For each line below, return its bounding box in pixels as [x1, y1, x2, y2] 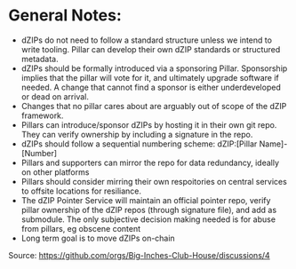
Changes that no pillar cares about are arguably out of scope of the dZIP [20, 100, 287, 111]
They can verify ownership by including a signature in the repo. [20, 129, 253, 139]
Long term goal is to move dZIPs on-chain [20, 233, 175, 243]
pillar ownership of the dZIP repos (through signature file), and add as [20, 204, 277, 215]
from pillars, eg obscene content [20, 223, 141, 233]
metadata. [20, 53, 59, 64]
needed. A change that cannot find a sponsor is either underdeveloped [20, 82, 281, 92]
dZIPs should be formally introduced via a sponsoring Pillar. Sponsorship [20, 63, 288, 74]
